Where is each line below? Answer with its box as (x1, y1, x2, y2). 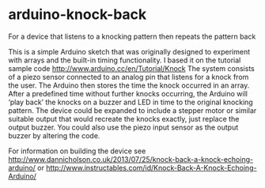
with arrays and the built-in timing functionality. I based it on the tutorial (8, 55, 241, 65)
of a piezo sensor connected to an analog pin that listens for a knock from (8, 72, 249, 81)
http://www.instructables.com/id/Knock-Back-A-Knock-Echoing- (46, 163, 257, 172)
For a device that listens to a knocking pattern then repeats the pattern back (8, 32, 256, 41)
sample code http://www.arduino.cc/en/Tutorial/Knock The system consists (8, 63, 255, 73)
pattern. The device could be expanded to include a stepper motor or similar (8, 105, 257, 115)
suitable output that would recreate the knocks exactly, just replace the (8, 114, 240, 123)
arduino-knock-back (8, 6, 147, 24)
